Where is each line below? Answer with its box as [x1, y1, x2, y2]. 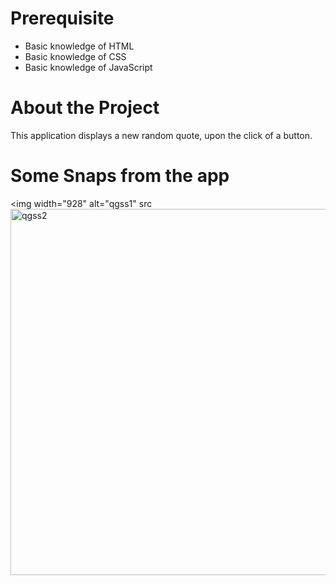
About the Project [10, 97, 160, 119]
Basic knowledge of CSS [24, 50, 127, 62]
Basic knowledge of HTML [24, 40, 135, 52]
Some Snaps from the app [10, 165, 230, 187]
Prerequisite [10, 7, 115, 30]
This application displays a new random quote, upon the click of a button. [10, 129, 313, 141]
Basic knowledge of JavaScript [24, 61, 153, 73]
